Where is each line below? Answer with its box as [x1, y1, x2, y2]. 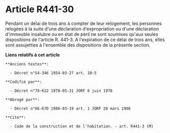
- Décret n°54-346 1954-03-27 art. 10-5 [10, 70, 97, 76]
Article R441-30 [5, 4, 74, 15]
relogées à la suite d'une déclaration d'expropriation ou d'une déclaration [5, 25, 159, 31]
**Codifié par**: [5, 79, 42, 84]
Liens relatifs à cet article [5, 52, 60, 58]
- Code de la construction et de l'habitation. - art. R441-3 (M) [10, 123, 154, 129]
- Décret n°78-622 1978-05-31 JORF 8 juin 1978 [10, 88, 113, 93]
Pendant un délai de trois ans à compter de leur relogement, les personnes [5, 20, 162, 26]
